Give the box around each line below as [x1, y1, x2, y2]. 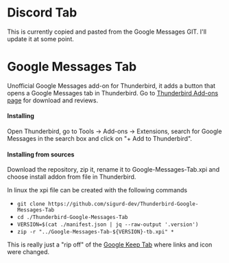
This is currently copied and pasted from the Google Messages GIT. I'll [7, 27, 207, 36]
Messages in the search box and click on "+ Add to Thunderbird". [7, 135, 193, 143]
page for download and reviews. [7, 96, 98, 104]
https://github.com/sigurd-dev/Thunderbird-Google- [47, 201, 199, 207]
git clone [16, 201, 46, 207]
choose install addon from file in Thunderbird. [7, 173, 136, 181]
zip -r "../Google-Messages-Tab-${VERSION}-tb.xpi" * [16, 229, 174, 236]
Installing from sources [7, 150, 75, 159]
